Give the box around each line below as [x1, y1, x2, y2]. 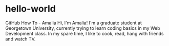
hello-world [5, 3, 56, 15]
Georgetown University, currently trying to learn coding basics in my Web [5, 25, 160, 31]
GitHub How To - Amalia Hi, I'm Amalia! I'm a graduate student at [5, 20, 142, 26]
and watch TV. [5, 36, 36, 42]
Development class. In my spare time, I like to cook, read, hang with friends [5, 30, 164, 36]
